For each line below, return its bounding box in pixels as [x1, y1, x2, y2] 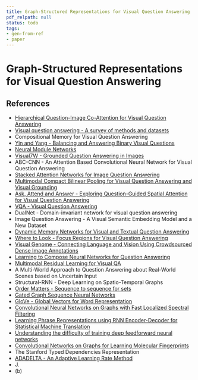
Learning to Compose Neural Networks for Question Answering [14, 254, 171, 260]
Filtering [14, 310, 36, 317]
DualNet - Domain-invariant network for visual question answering [14, 209, 178, 216]
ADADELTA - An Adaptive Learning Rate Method [14, 355, 133, 362]
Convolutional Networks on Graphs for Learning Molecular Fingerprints [14, 342, 189, 349]
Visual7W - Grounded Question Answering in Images [14, 152, 144, 159]
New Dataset [14, 222, 47, 229]
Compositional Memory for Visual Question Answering [14, 133, 148, 140]
